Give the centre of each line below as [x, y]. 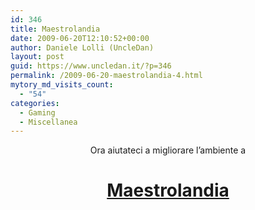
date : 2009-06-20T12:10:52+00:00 [80, 38]
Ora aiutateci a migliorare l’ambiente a [168, 150]
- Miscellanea [48, 122]
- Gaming [37, 112]
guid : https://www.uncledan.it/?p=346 [91, 66]
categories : [35, 103]
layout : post [37, 57]
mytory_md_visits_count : [62, 85]
